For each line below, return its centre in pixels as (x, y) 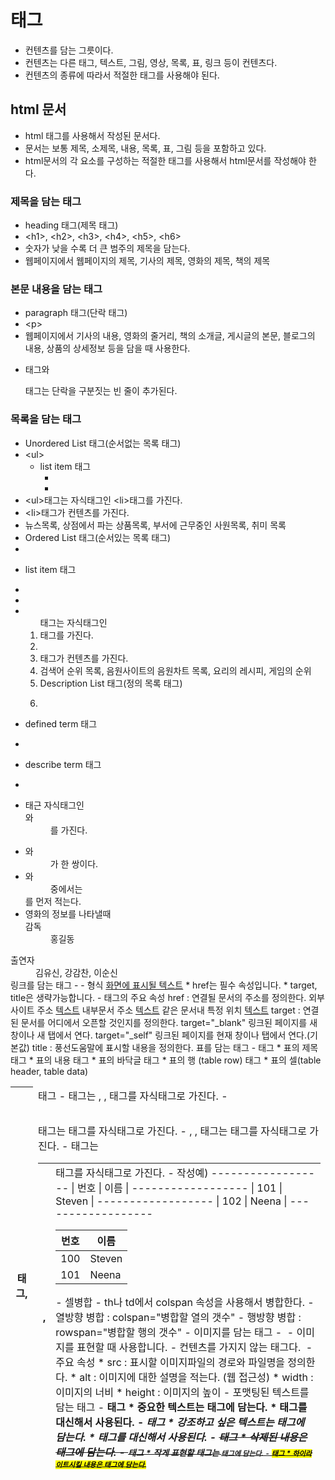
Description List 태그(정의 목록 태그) (111, 683)
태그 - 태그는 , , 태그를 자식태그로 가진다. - (132, 1096)
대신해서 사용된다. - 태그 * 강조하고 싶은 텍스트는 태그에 (180, 1422)
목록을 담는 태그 (46, 419)
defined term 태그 (61, 723)
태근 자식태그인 (54, 805)
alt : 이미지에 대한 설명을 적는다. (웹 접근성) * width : (196, 1377)
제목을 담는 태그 (46, 201)
